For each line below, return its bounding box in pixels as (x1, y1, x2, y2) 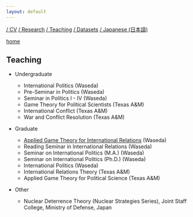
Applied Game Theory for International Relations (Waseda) (23, 137, 167, 144)
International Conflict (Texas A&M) (23, 108, 108, 115)
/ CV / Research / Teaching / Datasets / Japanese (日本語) (6, 26, 148, 33)
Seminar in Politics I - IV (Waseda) (23, 95, 107, 102)
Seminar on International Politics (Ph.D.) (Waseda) (23, 156, 146, 163)
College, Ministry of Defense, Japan (23, 204, 112, 211)
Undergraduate (14, 71, 52, 78)
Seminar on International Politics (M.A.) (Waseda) (23, 149, 144, 156)
